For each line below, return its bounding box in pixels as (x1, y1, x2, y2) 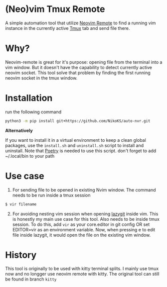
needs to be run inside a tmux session (12, 192, 91, 198)
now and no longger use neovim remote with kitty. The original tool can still (5, 271, 160, 277)
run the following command (5, 108, 62, 115)
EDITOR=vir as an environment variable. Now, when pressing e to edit (12, 226, 156, 232)
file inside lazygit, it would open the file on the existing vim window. (12, 232, 151, 238)
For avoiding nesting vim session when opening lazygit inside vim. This (12, 210, 159, 217)
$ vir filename (5, 201, 37, 207)
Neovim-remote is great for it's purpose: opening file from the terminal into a (5, 59, 163, 65)
